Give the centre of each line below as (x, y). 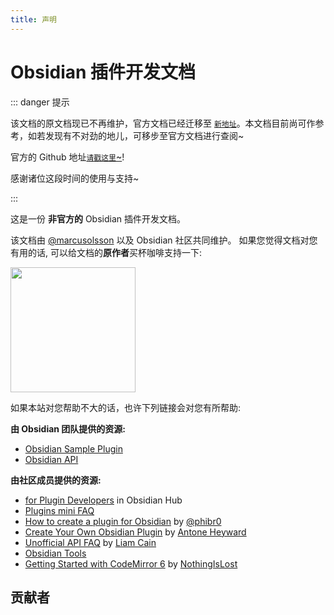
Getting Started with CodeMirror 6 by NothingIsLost (131, 563)
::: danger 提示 (40, 102)
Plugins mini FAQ (59, 510)
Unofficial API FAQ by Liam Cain (90, 542)
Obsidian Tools (55, 553)
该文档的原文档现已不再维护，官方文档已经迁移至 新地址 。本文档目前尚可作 (163, 123)
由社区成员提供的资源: (56, 480)
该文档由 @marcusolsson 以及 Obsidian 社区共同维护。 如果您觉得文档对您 (164, 240)
